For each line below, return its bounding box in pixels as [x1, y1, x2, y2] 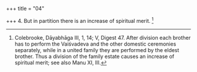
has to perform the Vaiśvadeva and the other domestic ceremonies [14, 40, 176, 47]
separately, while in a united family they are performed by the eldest [14, 46, 179, 53]
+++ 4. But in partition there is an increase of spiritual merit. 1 [6, 16, 154, 24]
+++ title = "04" [6, 5, 45, 12]
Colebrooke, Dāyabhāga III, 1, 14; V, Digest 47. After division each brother [14, 34, 191, 41]
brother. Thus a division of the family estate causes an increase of [14, 53, 175, 60]
